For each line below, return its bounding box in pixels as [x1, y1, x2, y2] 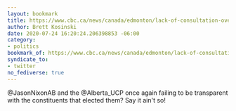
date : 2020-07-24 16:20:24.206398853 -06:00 [7, 30, 140, 37]
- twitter [7, 63, 37, 70]
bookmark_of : [7, 50, 46, 57]
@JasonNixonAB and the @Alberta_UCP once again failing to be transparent [7, 89, 228, 97]
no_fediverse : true [7, 69, 65, 76]
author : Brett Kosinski [7, 23, 77, 30]
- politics [7, 43, 39, 50]
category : [7, 37, 37, 44]
